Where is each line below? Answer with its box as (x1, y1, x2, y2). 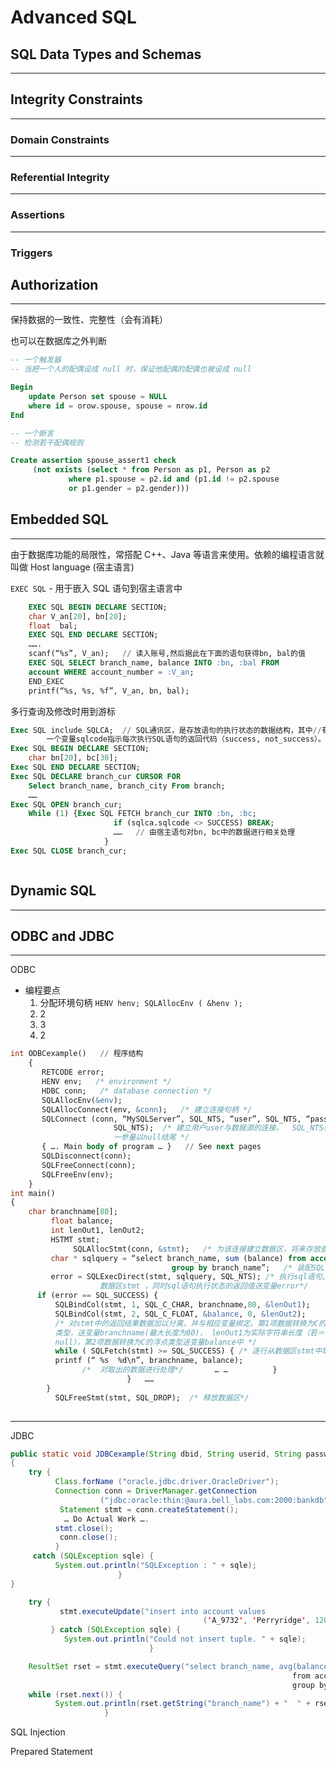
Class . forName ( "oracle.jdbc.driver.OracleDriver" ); (54, 1477, 280, 1487)
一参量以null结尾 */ (113, 1132, 190, 1143)
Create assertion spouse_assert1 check (10, 456, 177, 466)
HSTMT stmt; (50, 1234, 101, 1245)
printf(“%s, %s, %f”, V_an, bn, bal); (28, 686, 190, 696)
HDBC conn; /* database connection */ (41, 1086, 213, 1096)
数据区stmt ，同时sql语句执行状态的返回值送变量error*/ (99, 1281, 309, 1291)
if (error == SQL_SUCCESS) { (36, 1291, 159, 1301)
